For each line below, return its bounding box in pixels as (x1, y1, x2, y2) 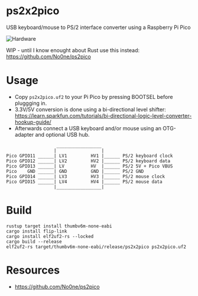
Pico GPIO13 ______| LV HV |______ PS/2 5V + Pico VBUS (6, 163, 173, 169)
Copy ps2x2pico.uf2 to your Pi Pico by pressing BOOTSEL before (14, 93, 173, 100)
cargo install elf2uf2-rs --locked (6, 233, 94, 239)
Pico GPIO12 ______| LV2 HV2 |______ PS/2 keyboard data (6, 158, 170, 164)
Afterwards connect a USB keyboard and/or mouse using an (14, 124, 161, 131)
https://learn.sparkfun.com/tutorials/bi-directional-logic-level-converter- (14, 112, 192, 119)
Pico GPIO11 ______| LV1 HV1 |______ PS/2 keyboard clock (6, 153, 173, 159)
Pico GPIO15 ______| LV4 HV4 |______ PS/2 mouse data (6, 179, 163, 185)
